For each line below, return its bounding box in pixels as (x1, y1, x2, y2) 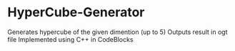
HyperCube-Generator (7, 4, 145, 21)
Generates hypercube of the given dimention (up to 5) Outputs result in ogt (7, 28, 228, 36)
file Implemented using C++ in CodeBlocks (7, 35, 134, 43)
